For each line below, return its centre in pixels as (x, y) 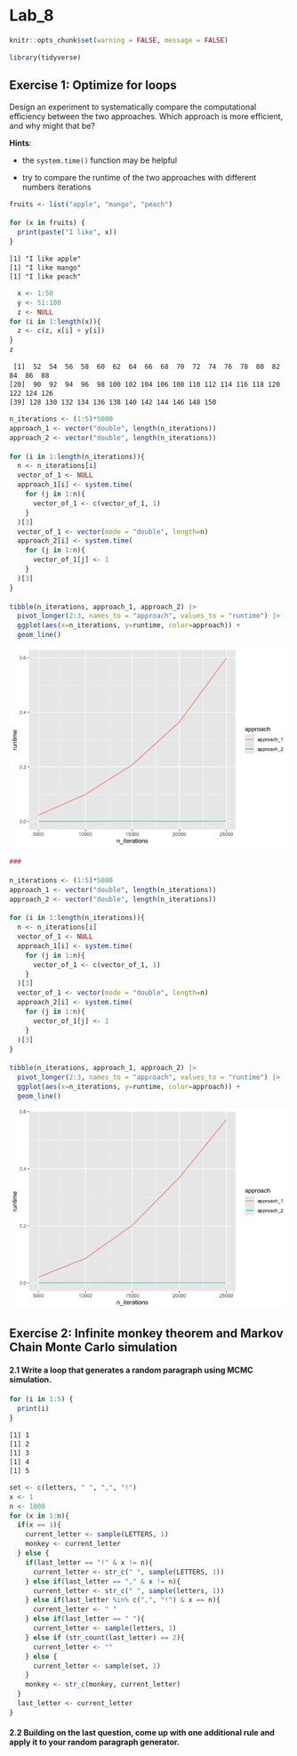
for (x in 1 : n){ (39, 1516)
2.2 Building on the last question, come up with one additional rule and (142, 1733)
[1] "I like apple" (45, 259)
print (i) (33, 1409)
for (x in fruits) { (48, 223)
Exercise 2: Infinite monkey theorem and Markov (146, 1334)
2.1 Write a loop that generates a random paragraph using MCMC (131, 1370)
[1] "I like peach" (45, 277)
